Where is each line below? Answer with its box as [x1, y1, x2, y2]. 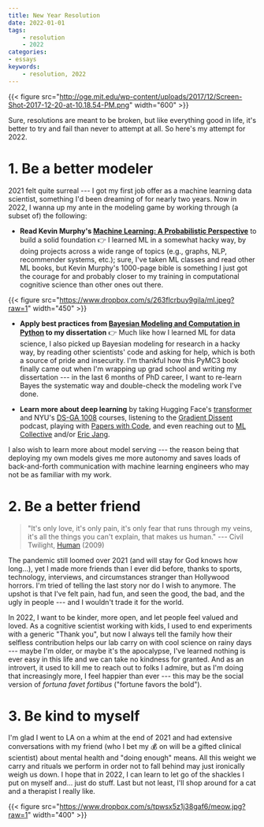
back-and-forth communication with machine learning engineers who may [8, 462, 250, 471]
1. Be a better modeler [8, 159, 154, 177]
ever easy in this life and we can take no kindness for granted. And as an [8, 655, 244, 664]
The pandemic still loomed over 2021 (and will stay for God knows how [8, 555, 238, 565]
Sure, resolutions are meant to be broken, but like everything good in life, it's [8, 115, 257, 124]
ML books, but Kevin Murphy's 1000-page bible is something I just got [19, 263, 248, 273]
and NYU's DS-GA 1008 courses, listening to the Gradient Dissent [19, 413, 233, 422]
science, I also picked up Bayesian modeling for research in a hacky [19, 339, 240, 348]
